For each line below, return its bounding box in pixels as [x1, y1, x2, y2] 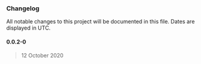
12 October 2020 [21, 51, 64, 59]
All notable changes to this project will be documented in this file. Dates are [6, 18, 196, 25]
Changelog [6, 4, 39, 13]
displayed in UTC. [6, 24, 51, 31]
